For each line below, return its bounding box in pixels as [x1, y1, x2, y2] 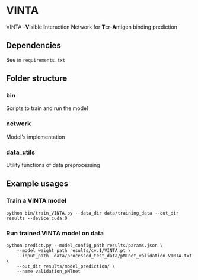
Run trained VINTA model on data [6, 229, 104, 237]
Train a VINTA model [6, 197, 67, 205]
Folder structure [6, 74, 68, 84]
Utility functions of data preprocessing [6, 162, 100, 169]
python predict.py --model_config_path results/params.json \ [6, 243, 163, 248]
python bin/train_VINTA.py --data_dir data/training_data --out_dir [6, 210, 179, 216]
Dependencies [6, 40, 61, 51]
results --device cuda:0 [6, 215, 68, 221]
